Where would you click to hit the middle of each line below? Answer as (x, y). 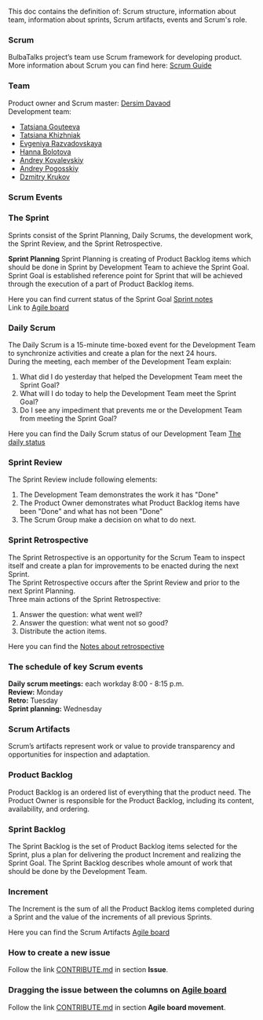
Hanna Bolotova (45, 152)
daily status (27, 442)
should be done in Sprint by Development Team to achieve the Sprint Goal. (129, 267)
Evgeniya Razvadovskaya (60, 143)
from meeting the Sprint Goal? (68, 419)
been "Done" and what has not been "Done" (91, 512)
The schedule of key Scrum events (76, 666)
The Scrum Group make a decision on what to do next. (108, 520)
